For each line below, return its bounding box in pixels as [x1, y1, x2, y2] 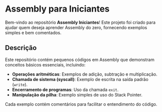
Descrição [5, 44, 37, 52]
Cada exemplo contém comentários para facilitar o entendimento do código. [5, 101, 158, 107]
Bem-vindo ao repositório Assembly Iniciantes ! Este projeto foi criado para [5, 19, 156, 25]
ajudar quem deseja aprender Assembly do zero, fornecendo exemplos [5, 24, 147, 30]
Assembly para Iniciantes [5, 3, 110, 15]
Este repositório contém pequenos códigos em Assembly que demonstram [5, 57, 155, 63]
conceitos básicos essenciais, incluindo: [5, 62, 86, 67]
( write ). [12, 81, 28, 87]
